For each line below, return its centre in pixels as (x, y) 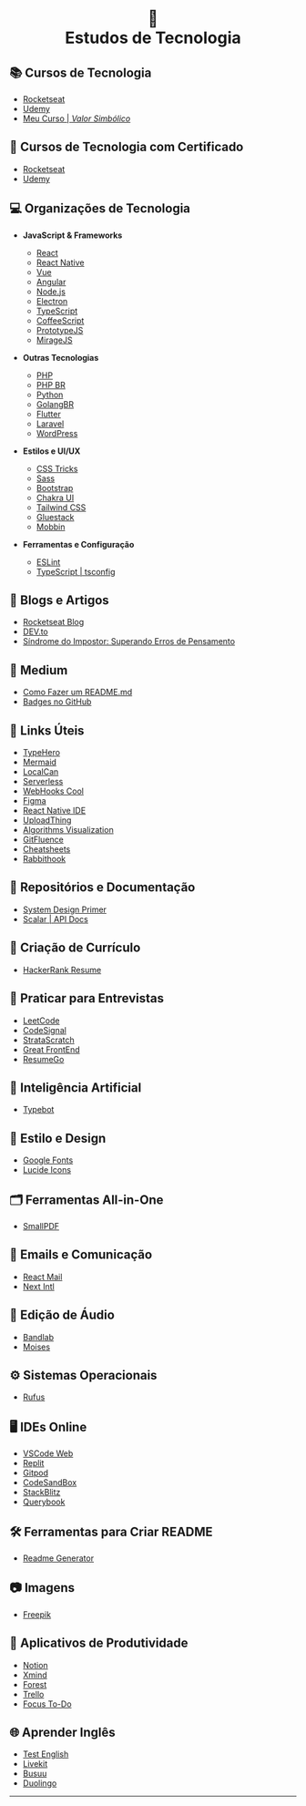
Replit (33, 1463)
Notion (35, 1665)
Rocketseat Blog (53, 622)
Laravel (50, 424)
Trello (33, 1694)
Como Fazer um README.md (77, 693)
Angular (51, 282)
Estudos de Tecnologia (153, 38)
